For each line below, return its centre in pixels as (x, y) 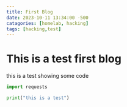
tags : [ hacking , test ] (34, 29)
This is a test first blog (64, 59)
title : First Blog (30, 12)
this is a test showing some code (48, 76)
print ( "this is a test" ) (38, 98)
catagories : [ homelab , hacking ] (47, 23)
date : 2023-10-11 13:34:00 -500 (47, 18)
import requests (27, 87)
